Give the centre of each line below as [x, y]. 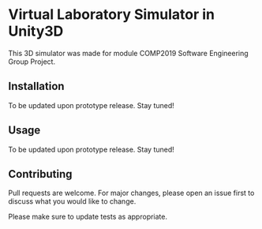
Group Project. [32, 62]
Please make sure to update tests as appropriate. [88, 217]
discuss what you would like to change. [72, 201]
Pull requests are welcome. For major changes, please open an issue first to [131, 193]
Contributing [40, 174]
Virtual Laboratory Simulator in [112, 15]
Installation [36, 86]
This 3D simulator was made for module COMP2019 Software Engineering [128, 53]
